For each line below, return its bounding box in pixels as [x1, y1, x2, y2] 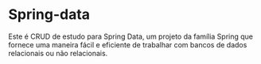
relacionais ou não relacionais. [8, 48, 108, 58]
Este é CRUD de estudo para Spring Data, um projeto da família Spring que [8, 32, 253, 41]
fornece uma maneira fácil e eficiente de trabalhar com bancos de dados [8, 40, 247, 49]
